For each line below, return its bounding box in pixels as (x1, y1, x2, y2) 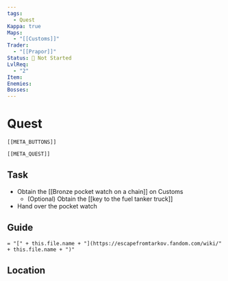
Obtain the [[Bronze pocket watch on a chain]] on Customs (16, 187, 183, 195)
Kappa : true (7, 23, 41, 29)
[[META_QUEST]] (7, 151, 51, 158)
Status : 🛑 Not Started (7, 55, 72, 62)
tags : (7, 10, 23, 17)
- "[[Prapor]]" (13, 49, 57, 56)
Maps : (7, 29, 23, 36)
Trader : (7, 42, 29, 49)
